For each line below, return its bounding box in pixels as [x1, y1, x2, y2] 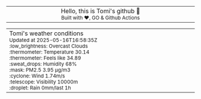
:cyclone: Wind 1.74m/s [9, 73, 65, 79]
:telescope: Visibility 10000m [9, 79, 78, 85]
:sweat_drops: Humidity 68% [9, 61, 77, 67]
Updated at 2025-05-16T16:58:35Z [9, 37, 98, 44]
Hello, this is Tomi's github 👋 [60, 7, 141, 15]
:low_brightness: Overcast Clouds [9, 43, 89, 49]
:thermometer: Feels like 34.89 [9, 55, 81, 61]
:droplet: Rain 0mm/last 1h [9, 85, 71, 91]
